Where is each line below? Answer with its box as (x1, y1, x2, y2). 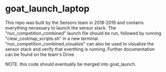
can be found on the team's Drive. (5, 51, 75, 57)
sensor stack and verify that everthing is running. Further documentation (5, 46, 155, 52)
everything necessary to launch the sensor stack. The (5, 24, 116, 30)
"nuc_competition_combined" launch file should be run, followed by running (5, 30, 161, 36)
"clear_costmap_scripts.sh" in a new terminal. (5, 35, 99, 41)
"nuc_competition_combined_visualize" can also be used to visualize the (5, 40, 154, 46)
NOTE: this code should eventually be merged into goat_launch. (5, 61, 136, 67)
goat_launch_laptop (5, 3, 90, 14)
